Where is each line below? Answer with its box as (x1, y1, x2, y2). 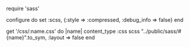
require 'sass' (6, 5, 40, 12)
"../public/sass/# (141, 28, 182, 35)
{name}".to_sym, (6, 34, 47, 41)
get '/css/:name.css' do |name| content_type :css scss (6, 28, 140, 35)
